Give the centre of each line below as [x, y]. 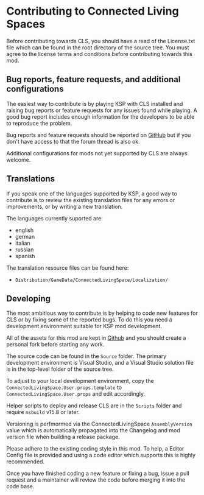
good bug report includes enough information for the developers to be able [100, 116]
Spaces [26, 24]
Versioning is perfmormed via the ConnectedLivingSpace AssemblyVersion [100, 424]
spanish [25, 256]
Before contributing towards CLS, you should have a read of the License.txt [101, 41]
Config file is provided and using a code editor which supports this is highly [101, 455]
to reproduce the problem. [39, 123]
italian [23, 243]
